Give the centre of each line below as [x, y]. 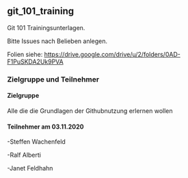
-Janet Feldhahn [30, 168]
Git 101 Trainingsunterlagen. [46, 27]
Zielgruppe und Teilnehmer [53, 79]
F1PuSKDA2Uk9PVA [35, 62]
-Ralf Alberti [24, 155]
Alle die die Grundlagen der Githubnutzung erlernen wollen [90, 111]
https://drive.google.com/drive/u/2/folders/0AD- [112, 54]
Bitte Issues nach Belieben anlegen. [57, 41]
